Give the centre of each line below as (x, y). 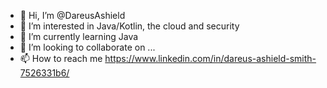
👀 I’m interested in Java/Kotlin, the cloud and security (129, 26)
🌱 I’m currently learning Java (79, 36)
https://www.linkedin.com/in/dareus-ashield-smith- (210, 58)
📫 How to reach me (61, 58)
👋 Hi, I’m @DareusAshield (72, 15)
